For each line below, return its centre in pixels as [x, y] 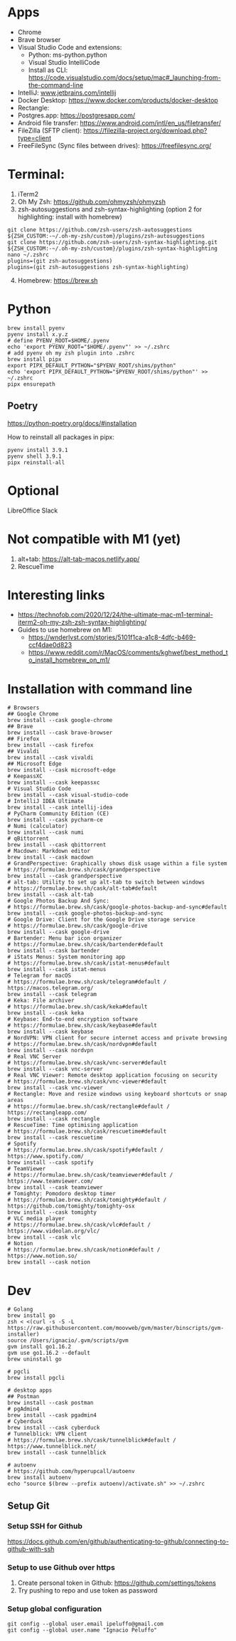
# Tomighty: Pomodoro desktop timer [61, 1194]
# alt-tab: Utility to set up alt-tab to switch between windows [106, 882]
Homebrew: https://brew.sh [58, 280]
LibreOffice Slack [33, 510]
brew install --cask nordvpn [50, 1051]
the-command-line [56, 85]
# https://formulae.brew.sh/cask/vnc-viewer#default [87, 1082]
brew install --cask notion [49, 1262]
